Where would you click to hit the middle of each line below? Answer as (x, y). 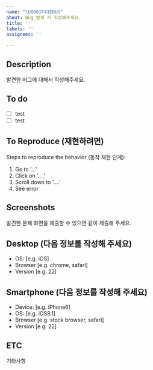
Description (29, 64)
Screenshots (31, 207)
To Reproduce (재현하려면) (55, 141)
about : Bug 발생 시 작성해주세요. (44, 18)
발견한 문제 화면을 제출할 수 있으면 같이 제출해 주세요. (69, 223)
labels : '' (20, 29)
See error (27, 188)
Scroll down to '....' (38, 182)
